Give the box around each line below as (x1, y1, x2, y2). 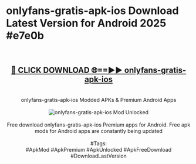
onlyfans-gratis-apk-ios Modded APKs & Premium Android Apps (21, 96, 177, 103)
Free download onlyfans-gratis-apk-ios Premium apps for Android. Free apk (6, 121, 191, 128)
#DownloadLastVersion (70, 152, 127, 159)
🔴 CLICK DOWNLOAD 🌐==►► (11, 66, 123, 76)
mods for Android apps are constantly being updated (34, 127, 163, 134)
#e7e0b (6, 29, 44, 42)
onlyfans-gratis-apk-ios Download (6, 4, 179, 18)
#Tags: (90, 139, 107, 147)
